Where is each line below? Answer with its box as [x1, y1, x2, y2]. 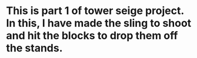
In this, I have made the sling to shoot [6, 16, 192, 30]
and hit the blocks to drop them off [6, 29, 178, 42]
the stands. [6, 42, 63, 55]
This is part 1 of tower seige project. [6, 4, 184, 18]
